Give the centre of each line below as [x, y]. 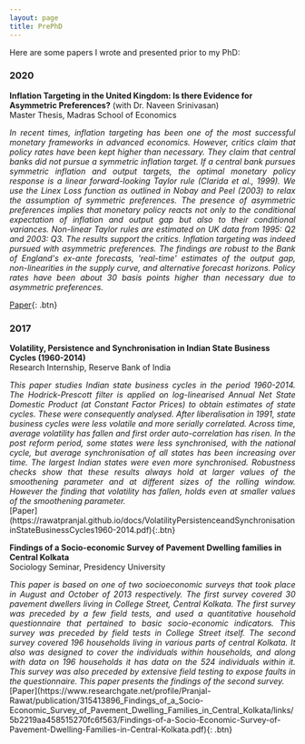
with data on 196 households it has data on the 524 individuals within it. [152, 662]
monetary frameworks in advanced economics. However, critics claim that [152, 142]
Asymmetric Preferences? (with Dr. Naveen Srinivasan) [114, 105]
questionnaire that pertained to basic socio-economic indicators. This [152, 623]
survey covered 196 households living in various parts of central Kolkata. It [152, 643]
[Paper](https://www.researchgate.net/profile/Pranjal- [110, 691]
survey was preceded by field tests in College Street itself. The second [152, 633]
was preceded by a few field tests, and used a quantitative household [152, 614]
